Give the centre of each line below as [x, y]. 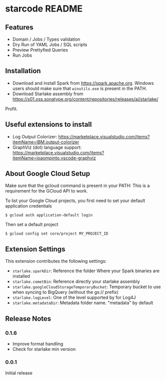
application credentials [29, 206]
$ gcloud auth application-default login [49, 215]
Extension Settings [35, 249]
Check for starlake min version [44, 349]
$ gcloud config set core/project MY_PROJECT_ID [57, 234]
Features [19, 27]
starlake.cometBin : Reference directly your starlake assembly [76, 282]
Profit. [11, 109]
